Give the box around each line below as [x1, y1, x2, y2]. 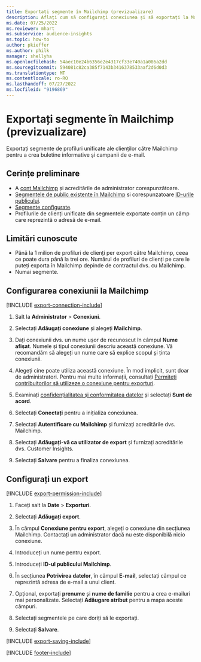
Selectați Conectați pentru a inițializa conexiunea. [14, 409, 138, 416]
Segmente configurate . [14, 203, 72, 211]
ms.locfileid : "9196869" [6, 87, 68, 93]
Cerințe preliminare [6, 169, 80, 179]
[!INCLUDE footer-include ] [6, 649, 71, 657]
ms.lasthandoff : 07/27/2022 [6, 81, 77, 87]
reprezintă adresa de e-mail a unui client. [14, 578, 117, 586]
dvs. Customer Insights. [14, 445, 74, 452]
